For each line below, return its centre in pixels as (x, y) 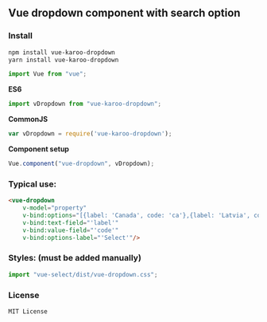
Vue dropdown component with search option (124, 13)
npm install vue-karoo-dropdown (62, 52)
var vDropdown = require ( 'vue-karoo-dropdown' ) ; (90, 134)
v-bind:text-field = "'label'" (71, 222)
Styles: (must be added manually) (75, 258)
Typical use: (33, 184)
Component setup (39, 149)
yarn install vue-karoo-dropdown (64, 60)
